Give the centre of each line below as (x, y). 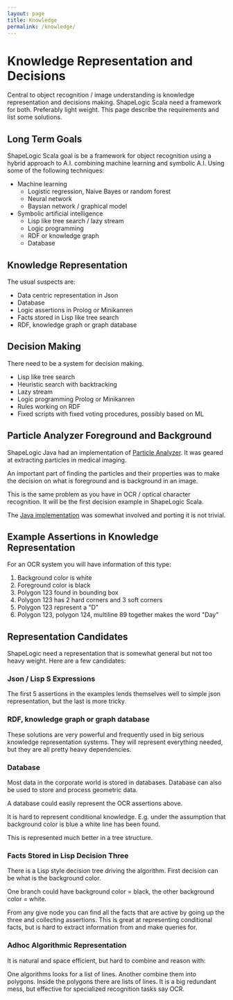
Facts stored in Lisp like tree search (68, 317)
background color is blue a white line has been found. (84, 824)
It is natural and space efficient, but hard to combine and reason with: (106, 960)
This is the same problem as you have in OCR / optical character (99, 494)
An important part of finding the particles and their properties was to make (113, 473)
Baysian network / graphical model (77, 207)
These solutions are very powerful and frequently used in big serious (106, 734)
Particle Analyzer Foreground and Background (110, 436)
